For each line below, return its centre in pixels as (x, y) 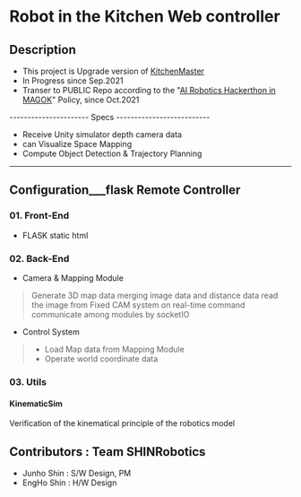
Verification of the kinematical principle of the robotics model (122, 423)
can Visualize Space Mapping (77, 144)
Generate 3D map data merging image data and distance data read (155, 295)
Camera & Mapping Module (73, 278)
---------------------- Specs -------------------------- (110, 117)
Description (43, 50)
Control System (51, 331)
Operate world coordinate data (101, 358)
